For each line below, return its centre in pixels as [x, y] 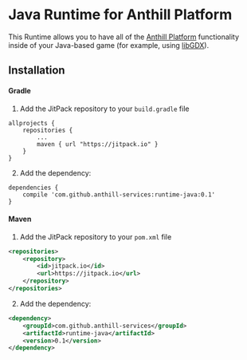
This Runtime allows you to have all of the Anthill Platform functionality [124, 37]
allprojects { [32, 123]
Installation [37, 71]
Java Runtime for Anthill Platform [120, 15]
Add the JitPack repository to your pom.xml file [96, 236]
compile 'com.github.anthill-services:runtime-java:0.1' [119, 194]
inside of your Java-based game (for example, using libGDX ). [109, 45]
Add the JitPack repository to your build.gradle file [104, 109]
